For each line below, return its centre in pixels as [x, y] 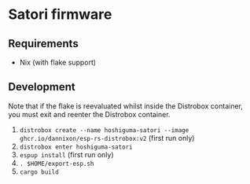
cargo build [39, 172]
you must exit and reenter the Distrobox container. [89, 114]
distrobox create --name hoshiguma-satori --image [104, 130]
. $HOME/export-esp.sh [57, 164]
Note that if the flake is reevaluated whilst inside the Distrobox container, [126, 106]
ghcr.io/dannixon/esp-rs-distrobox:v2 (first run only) [107, 138]
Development [42, 87]
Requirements [43, 44]
